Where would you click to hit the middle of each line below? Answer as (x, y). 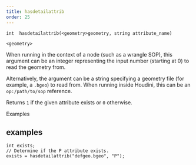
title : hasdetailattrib (35, 11)
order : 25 (18, 17)
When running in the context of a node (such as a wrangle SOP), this (89, 54)
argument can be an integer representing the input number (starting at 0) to (98, 61)
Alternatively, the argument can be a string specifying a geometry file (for (95, 78)
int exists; (21, 146)
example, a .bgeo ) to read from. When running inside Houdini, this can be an (98, 85)
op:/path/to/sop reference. (39, 91)
